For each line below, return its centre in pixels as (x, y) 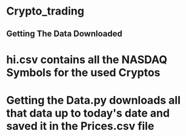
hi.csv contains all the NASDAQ (87, 59)
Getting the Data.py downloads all (93, 100)
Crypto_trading (45, 11)
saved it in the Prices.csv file (80, 126)
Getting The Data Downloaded (64, 34)
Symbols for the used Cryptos (83, 73)
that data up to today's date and (88, 113)
